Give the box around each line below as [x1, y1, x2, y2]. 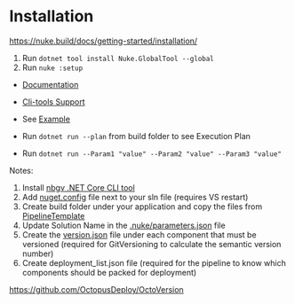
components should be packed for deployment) [21, 267, 197, 277]
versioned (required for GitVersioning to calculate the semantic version [21, 238, 282, 249]
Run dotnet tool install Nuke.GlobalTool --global [21, 52, 215, 63]
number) [21, 248, 54, 259]
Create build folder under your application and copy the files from [21, 201, 263, 212]
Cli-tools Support [21, 96, 86, 107]
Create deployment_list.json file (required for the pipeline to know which [21, 257, 286, 268]
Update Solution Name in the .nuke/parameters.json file [21, 220, 226, 230]
